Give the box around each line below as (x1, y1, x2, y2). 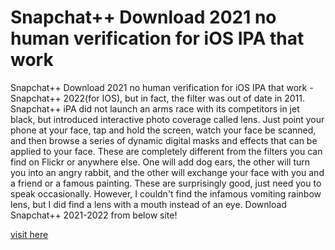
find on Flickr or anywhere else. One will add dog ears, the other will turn (10, 156, 311, 168)
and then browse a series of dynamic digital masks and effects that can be (10, 134, 318, 146)
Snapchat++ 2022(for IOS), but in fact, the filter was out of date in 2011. (10, 92, 306, 104)
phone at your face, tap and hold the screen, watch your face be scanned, (10, 124, 317, 136)
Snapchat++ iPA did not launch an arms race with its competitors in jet (10, 102, 300, 115)
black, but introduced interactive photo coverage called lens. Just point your (10, 113, 325, 125)
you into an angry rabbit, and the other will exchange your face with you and (10, 166, 325, 178)
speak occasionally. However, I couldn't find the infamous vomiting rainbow (10, 187, 322, 200)
